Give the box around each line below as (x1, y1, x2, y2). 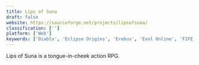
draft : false (6, 14, 39, 20)
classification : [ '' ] (6, 25, 60, 31)
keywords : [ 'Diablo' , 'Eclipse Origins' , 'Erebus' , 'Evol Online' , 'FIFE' (6, 36, 196, 42)
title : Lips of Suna (6, 8, 58, 15)
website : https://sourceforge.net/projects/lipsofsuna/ (6, 19, 148, 25)
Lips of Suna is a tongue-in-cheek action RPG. (6, 53, 120, 59)
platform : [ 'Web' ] (6, 31, 52, 37)
